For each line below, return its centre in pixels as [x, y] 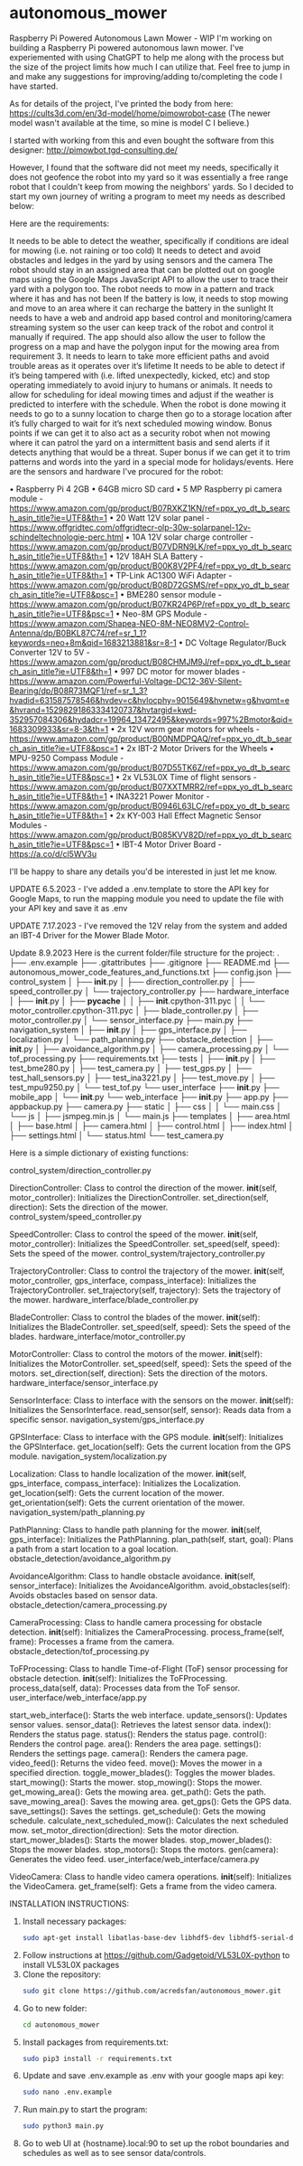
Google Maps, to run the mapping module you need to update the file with [147, 899]
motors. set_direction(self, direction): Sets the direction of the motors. [138, 1373]
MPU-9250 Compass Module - [67, 758]
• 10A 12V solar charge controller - [189, 537]
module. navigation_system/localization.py [88, 1456]
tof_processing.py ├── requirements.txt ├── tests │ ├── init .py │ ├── [142, 1058]
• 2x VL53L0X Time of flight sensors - [186, 777]
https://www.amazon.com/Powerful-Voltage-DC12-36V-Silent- [126, 681]
